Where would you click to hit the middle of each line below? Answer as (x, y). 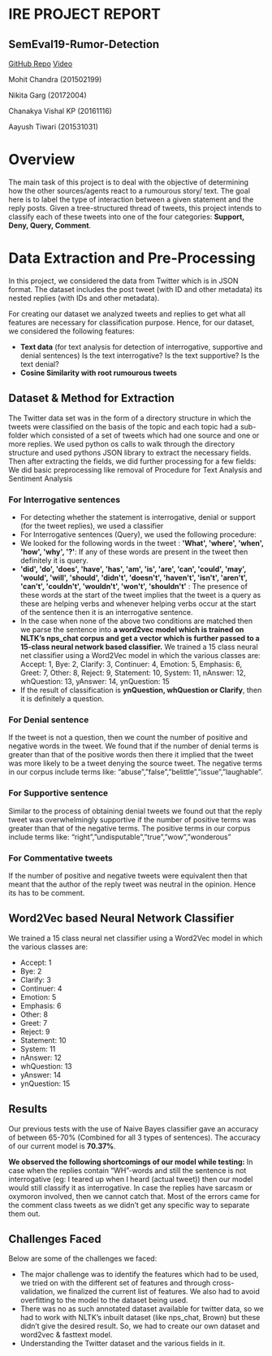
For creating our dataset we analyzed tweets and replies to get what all (127, 313)
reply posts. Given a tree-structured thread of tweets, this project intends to (135, 207)
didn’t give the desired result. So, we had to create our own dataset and (140, 1326)
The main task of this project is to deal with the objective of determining (129, 182)
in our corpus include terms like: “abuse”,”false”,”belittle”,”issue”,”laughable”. (136, 772)
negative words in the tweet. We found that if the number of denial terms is (134, 746)
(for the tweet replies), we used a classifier (92, 525)
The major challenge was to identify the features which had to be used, (139, 1275)
